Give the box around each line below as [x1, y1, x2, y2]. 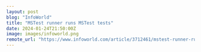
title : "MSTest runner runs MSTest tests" [6, 20, 114, 26]
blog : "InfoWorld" [6, 14, 52, 20]
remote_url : [6, 36, 36, 42]
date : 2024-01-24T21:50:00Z [6, 25, 77, 32]
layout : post [6, 8, 39, 15]
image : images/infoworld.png [6, 31, 79, 37]
